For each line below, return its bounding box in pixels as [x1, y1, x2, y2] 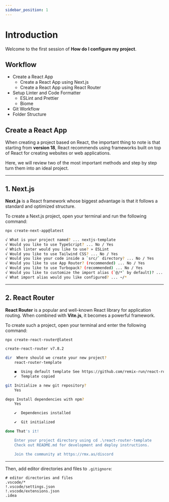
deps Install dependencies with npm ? [5, 397, 84, 402]
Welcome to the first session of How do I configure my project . [5, 46, 137, 52]
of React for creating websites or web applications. [5, 150, 111, 156]
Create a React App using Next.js [20, 79, 89, 85]
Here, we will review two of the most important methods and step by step [5, 160, 157, 166]
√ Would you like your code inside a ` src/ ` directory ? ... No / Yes [5, 256, 154, 261]
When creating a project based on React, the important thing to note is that [5, 139, 160, 145]
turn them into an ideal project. [5, 165, 69, 172]
